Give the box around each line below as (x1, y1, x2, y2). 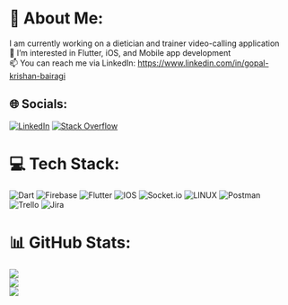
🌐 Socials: (9, 96, 68, 112)
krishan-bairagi (9, 70, 65, 81)
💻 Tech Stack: (9, 153, 120, 174)
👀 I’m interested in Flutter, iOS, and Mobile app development (9, 47, 231, 58)
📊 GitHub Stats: (9, 232, 132, 253)
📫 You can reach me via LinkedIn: (9, 58, 136, 68)
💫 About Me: (9, 8, 104, 29)
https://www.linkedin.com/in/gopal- (137, 58, 269, 68)
